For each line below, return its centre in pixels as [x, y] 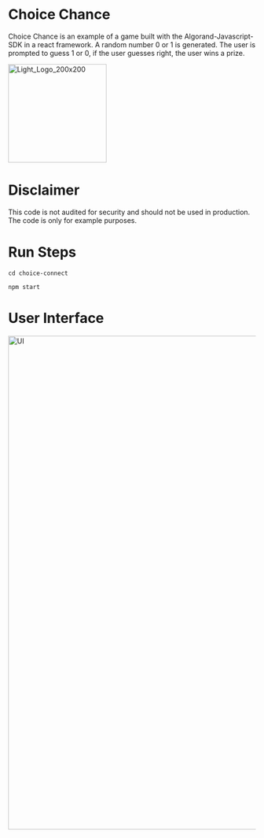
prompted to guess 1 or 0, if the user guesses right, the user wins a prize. [126, 53]
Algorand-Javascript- [219, 36]
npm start [24, 287]
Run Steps [42, 252]
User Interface [56, 318]
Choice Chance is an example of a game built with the [95, 36]
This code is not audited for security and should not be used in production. [129, 212]
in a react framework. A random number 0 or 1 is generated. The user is [140, 44]
